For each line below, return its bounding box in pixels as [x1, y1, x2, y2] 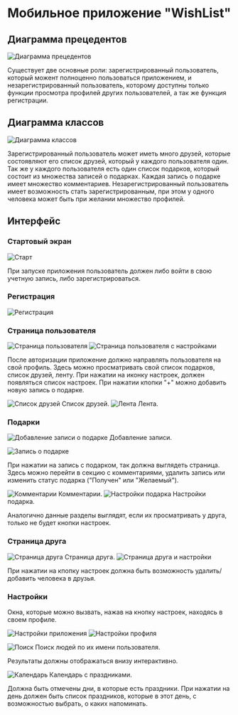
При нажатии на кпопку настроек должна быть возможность [7, 566, 194, 575]
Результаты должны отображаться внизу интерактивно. [7, 656, 178, 665]
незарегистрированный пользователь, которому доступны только [7, 81, 210, 90]
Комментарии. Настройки [58, 490, 206, 498]
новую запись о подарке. [7, 386, 85, 394]
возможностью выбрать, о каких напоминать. [7, 699, 148, 708]
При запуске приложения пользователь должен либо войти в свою [7, 267, 212, 275]
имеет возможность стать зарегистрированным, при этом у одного [7, 187, 215, 195]
